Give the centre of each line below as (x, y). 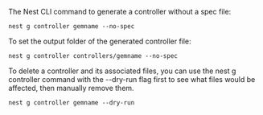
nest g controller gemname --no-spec (72, 27)
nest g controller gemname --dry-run (72, 103)
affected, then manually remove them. (71, 88)
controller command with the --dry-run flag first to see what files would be (132, 79)
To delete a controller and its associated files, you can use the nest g (122, 71)
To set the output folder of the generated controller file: (100, 41)
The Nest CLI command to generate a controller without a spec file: (120, 12)
